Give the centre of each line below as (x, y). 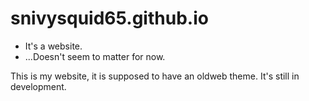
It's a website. (53, 46)
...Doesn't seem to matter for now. (95, 56)
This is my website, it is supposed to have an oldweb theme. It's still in (155, 76)
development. (38, 86)
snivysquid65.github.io (109, 18)
